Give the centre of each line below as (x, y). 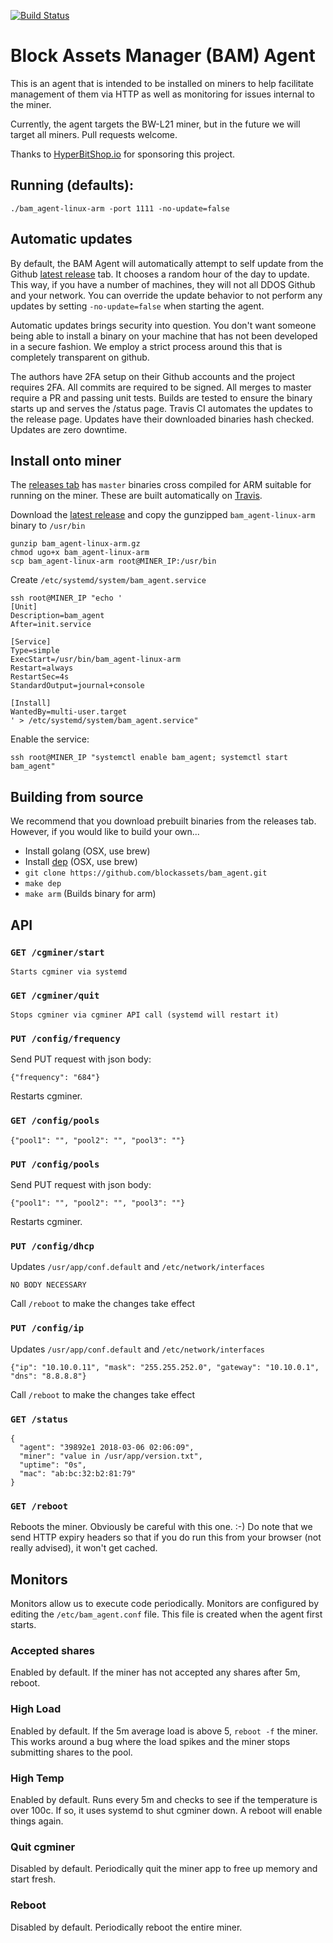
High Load (36, 1709)
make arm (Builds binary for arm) (90, 894)
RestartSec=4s (40, 677)
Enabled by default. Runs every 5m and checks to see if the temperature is (164, 1799)
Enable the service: (50, 739)
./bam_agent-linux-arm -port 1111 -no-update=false (120, 208)
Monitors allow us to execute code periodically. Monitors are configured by (164, 1604)
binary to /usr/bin (48, 526)
